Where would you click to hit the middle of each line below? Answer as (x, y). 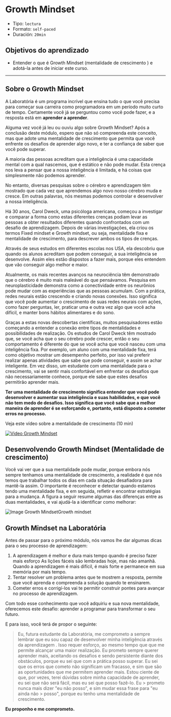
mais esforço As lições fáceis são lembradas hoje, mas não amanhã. (84, 561)
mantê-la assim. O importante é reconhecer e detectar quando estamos (80, 486)
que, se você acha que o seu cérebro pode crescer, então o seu (73, 338)
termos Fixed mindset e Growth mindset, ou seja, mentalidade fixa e (77, 233)
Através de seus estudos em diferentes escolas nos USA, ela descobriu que (85, 248)
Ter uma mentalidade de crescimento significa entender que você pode (82, 392)
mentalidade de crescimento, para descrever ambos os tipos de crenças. (82, 238)
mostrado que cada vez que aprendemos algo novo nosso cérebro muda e (83, 190)
